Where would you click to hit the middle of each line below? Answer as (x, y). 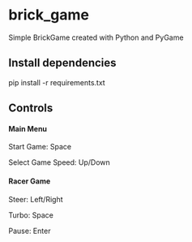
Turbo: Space (31, 215)
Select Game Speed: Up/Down (60, 162)
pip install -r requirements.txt (57, 82)
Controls (31, 108)
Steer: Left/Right (36, 199)
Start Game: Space (40, 147)
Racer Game (30, 181)
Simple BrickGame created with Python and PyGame (96, 37)
